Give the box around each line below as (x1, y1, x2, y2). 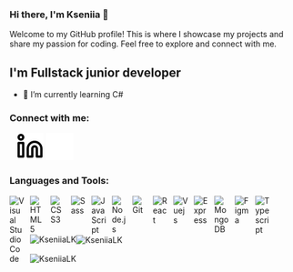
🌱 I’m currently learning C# (22, 89, 124, 100)
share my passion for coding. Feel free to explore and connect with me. (9, 38, 278, 49)
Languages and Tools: (9, 175, 109, 187)
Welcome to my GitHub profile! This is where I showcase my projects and (9, 29, 284, 40)
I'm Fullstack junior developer (9, 65, 182, 80)
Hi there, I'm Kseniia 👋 (9, 8, 109, 21)
